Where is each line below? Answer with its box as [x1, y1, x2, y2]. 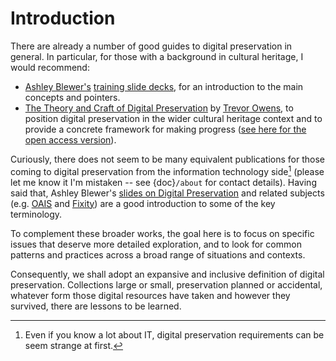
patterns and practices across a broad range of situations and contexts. [10, 248, 306, 261]
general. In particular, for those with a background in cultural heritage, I [10, 50, 304, 62]
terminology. [10, 208, 63, 220]
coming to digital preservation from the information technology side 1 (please [10, 163, 325, 177]
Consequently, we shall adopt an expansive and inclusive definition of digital [10, 268, 325, 280]
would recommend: [10, 61, 90, 73]
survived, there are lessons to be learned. [10, 300, 182, 312]
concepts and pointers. [24, 91, 121, 103]
